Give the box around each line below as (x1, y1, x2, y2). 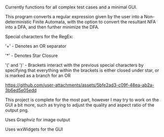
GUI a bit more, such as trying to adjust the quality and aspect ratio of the (5, 102, 155, 108)
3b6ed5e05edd (5, 87, 37, 93)
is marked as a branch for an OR (5, 73, 71, 78)
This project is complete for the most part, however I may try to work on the (5, 97, 159, 103)
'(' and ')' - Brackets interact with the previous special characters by (5, 62, 144, 68)
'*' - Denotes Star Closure (5, 53, 58, 58)
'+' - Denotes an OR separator (5, 43, 67, 49)
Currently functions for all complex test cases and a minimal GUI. (5, 4, 137, 10)
